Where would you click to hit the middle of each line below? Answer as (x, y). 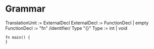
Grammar (25, 9)
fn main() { (18, 37)
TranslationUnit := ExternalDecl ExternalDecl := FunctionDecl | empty (77, 23)
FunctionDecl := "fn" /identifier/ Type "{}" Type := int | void (66, 28)
